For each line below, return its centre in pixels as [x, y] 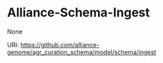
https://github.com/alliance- [60, 45]
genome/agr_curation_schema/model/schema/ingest [81, 52]
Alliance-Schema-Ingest [79, 13]
